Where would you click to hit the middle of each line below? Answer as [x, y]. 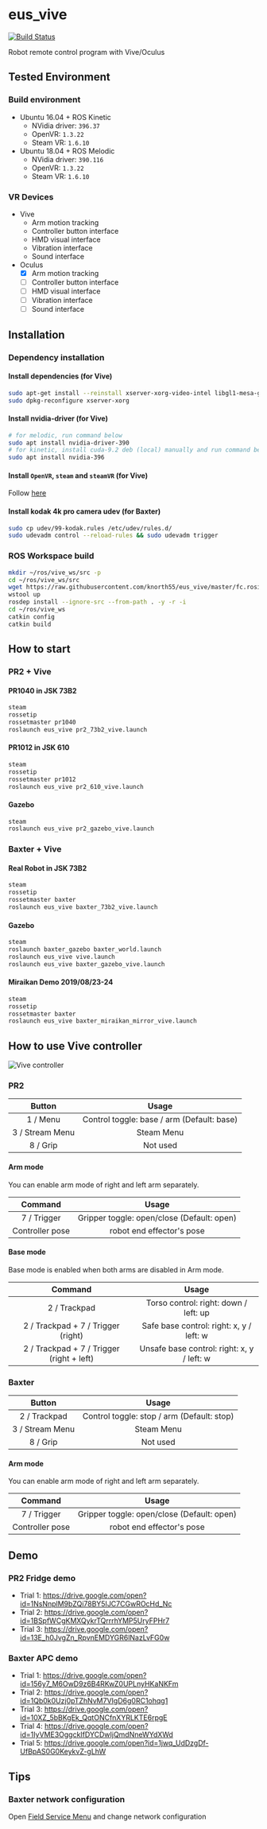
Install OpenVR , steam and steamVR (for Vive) [78, 476]
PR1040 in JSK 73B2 [43, 690]
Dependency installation [56, 357]
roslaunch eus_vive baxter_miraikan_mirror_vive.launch [103, 1021]
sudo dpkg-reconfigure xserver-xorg [69, 400]
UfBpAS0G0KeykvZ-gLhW [63, 1752]
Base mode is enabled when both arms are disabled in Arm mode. [116, 1269]
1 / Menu [44, 1120]
